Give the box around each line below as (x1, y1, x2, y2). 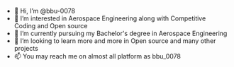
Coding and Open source (13, 22, 88, 30)
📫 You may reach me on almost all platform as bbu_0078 (13, 52, 181, 60)
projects (13, 44, 39, 52)
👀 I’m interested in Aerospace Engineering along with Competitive (13, 14, 206, 23)
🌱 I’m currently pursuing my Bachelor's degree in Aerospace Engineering (13, 29, 228, 37)
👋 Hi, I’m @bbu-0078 (13, 7, 76, 15)
